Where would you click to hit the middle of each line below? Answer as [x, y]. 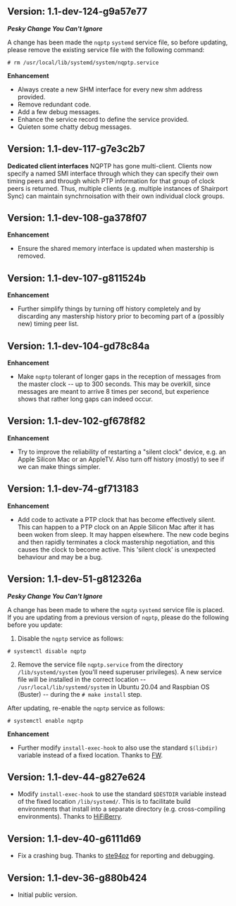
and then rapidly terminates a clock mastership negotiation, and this [116, 542]
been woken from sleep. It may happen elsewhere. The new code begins [123, 534]
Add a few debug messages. [59, 111]
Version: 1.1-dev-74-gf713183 [73, 489]
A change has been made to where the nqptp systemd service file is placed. [116, 609]
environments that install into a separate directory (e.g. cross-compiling [121, 809]
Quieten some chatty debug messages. [75, 127]
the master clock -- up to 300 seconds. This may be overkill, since [114, 384]
